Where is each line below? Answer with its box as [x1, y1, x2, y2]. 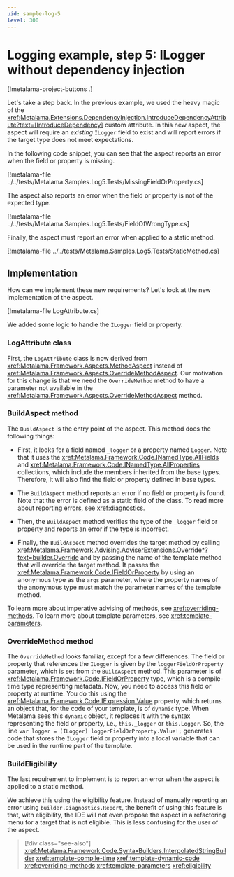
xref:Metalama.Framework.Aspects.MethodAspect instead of [7, 361, 183, 370]
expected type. [7, 199, 51, 207]
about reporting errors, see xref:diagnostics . [17, 504, 145, 512]
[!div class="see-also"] [24, 839, 92, 848]
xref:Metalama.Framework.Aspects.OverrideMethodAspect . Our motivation [7, 368, 224, 377]
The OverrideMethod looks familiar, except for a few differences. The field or [7, 652, 225, 661]
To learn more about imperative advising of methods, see [7, 604, 173, 612]
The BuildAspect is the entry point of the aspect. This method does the [7, 424, 211, 433]
